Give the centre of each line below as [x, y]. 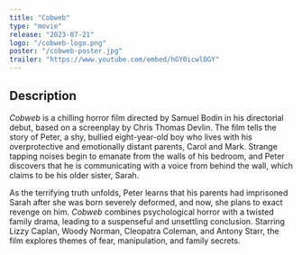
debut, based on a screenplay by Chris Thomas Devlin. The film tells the [143, 127]
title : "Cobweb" [40, 18]
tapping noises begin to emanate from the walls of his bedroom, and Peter [147, 156]
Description [43, 96]
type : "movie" [36, 26]
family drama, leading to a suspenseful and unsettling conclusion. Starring [147, 221]
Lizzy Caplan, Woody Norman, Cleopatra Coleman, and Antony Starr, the [144, 231]
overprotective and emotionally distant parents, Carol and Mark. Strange [143, 146]
